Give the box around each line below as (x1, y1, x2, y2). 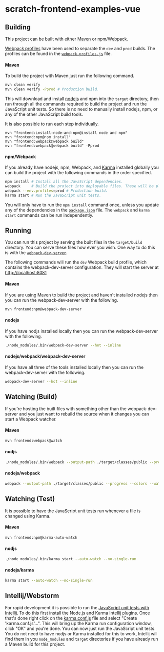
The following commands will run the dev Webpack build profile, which (5, 259, 147, 265)
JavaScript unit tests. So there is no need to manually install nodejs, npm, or (5, 106, 158, 112)
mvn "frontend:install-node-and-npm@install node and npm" (5, 130, 128, 135)
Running (5, 227, 32, 235)
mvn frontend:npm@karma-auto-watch (5, 535, 78, 540)
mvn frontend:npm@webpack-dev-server (5, 307, 82, 312)
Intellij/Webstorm (5, 592, 60, 600)
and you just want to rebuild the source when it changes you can (19, 411, 149, 417)
